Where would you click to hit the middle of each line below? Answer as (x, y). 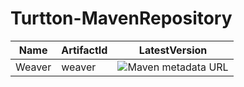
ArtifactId (84, 50)
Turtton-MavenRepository (121, 18)
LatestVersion (173, 50)
